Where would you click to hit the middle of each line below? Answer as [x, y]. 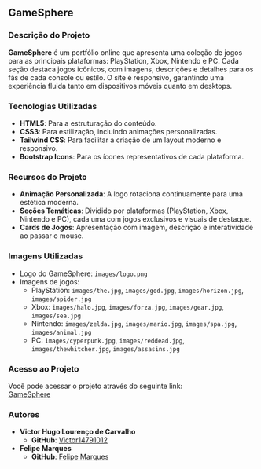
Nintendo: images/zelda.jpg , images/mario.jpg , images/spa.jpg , [134, 323]
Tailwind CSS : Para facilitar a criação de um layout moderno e [120, 140]
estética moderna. [49, 203]
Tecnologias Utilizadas [53, 106]
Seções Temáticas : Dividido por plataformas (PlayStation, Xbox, [124, 211]
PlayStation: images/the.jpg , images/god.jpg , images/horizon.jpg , [137, 290]
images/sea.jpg [56, 316]
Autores [24, 414]
